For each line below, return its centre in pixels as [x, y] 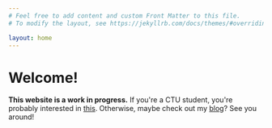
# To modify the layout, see [57, 23]
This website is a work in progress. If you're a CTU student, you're [121, 100]
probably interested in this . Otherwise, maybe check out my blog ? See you [133, 109]
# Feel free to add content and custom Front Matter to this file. [125, 16]
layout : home [30, 38]
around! [21, 117]
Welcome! [43, 78]
